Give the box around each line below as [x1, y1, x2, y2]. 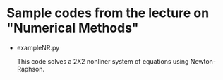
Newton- [190, 57, 217, 65]
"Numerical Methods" [6, 20, 139, 36]
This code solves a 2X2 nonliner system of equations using [16, 57, 189, 65]
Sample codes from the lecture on [6, 5, 210, 21]
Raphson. [16, 64, 45, 73]
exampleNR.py [16, 43, 60, 52]
